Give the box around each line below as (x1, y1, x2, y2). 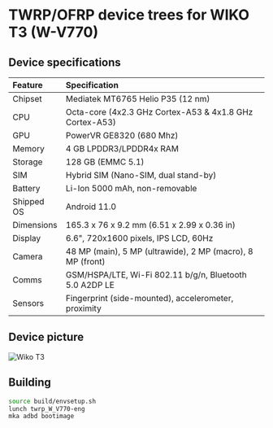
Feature (12, 80, 43, 90)
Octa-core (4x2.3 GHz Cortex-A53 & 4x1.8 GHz (65, 107, 253, 117)
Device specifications (8, 55, 122, 69)
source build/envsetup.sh (8, 397, 96, 405)
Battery (12, 183, 41, 194)
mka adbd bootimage (8, 413, 75, 421)
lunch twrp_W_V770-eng (8, 404, 85, 413)
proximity (65, 303, 102, 314)
